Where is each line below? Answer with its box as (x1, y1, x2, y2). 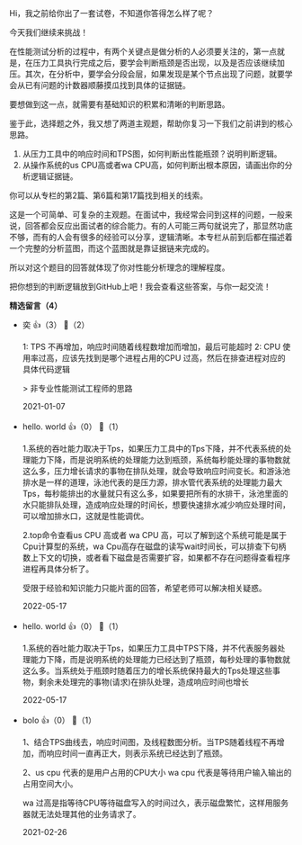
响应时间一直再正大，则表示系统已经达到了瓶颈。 (46, 748, 227, 759)
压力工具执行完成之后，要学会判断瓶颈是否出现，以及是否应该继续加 (32, 58, 285, 67)
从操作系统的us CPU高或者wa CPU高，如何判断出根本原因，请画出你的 (22, 160, 285, 170)
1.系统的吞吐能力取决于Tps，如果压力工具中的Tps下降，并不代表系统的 (22, 444, 284, 454)
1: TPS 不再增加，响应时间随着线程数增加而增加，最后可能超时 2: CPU (22, 341, 281, 352)
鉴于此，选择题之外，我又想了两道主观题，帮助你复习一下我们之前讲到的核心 (9, 118, 293, 129)
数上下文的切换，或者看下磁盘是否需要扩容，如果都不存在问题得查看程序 (22, 553, 290, 562)
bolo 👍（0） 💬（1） (22, 715, 97, 725)
